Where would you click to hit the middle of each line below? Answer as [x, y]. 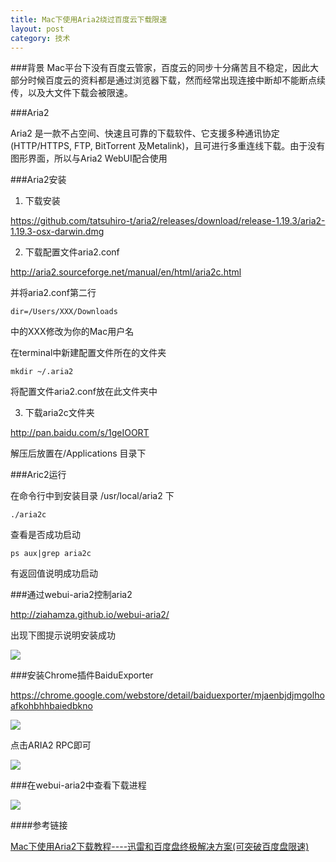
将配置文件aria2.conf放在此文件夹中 [84, 392]
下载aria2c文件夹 [59, 413]
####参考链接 [39, 825]
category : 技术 [40, 38]
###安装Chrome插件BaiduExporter [82, 675]
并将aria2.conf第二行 [53, 293]
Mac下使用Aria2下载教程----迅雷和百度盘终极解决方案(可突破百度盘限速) [160, 847]
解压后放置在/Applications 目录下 [78, 453]
